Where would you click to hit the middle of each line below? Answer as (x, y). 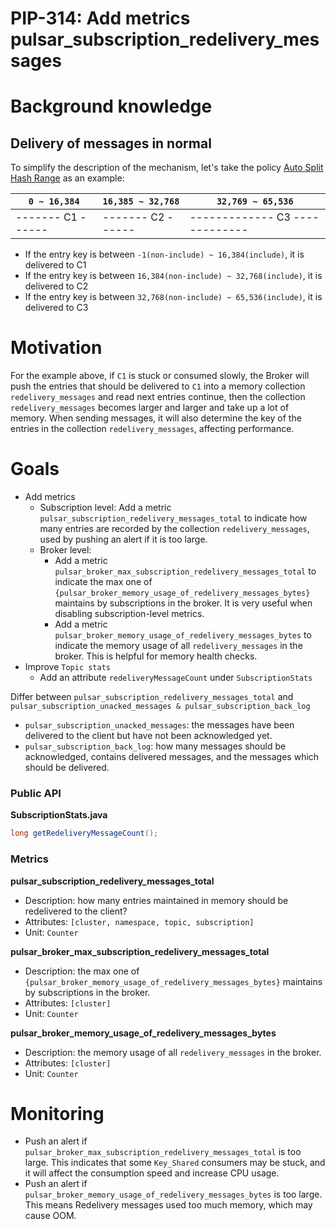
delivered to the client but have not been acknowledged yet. (148, 736)
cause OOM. (50, 1216)
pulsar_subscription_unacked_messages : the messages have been (159, 725)
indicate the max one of (103, 582)
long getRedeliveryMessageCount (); (84, 833)
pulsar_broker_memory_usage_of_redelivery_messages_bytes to (183, 635)
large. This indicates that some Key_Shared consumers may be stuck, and (175, 1163)
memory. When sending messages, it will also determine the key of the (156, 418)
